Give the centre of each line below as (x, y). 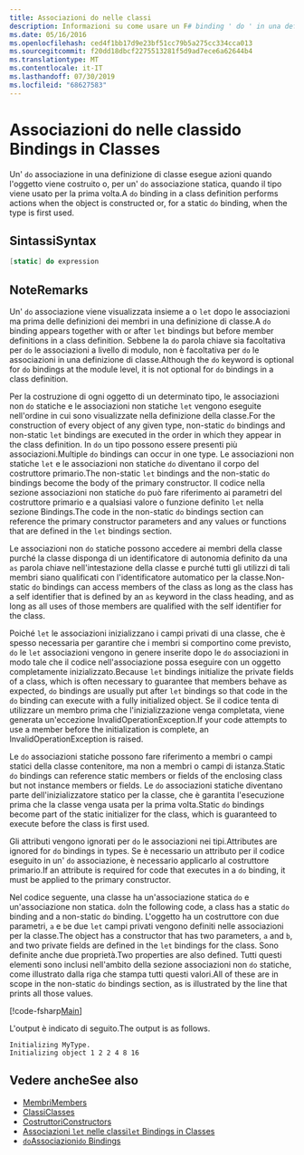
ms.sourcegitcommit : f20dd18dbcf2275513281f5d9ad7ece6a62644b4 (131, 52)
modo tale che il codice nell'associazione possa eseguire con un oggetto (145, 662)
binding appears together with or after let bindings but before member (142, 331)
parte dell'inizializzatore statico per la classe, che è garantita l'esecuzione (147, 795)
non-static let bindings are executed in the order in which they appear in (146, 435)
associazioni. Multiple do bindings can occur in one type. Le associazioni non (152, 454)
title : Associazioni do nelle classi (81, 18)
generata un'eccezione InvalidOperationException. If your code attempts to (148, 720)
